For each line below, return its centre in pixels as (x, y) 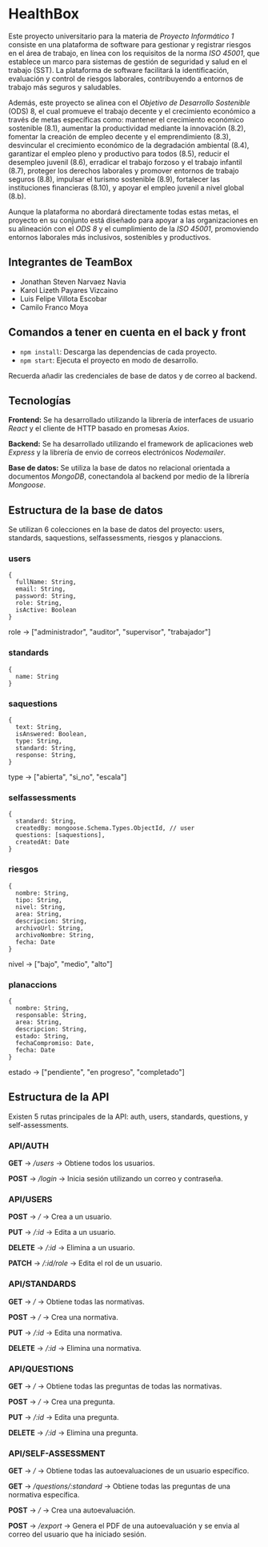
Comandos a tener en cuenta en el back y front (127, 333)
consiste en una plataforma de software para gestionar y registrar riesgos (130, 44)
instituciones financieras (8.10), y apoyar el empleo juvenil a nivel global (126, 187)
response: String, (46, 755)
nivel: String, (41, 907)
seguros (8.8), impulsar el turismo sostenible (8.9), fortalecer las (114, 179)
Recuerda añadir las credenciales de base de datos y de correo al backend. (133, 375)
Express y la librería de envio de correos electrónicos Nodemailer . (117, 452)
